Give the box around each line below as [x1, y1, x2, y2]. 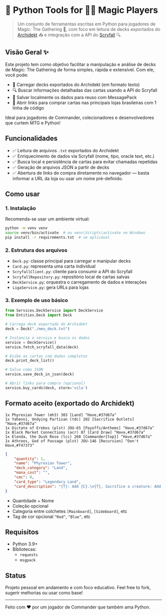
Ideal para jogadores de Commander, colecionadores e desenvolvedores [5, 114, 154, 120]
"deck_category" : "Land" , [14, 465, 68, 471]
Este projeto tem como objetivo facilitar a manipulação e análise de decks [5, 61, 156, 67]
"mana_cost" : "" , [14, 470, 50, 475]
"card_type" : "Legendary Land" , [14, 479, 81, 484]
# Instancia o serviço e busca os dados [5, 335, 90, 340]
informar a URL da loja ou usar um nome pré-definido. [12, 175, 123, 181]
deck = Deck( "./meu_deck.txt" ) [5, 326, 70, 331]
